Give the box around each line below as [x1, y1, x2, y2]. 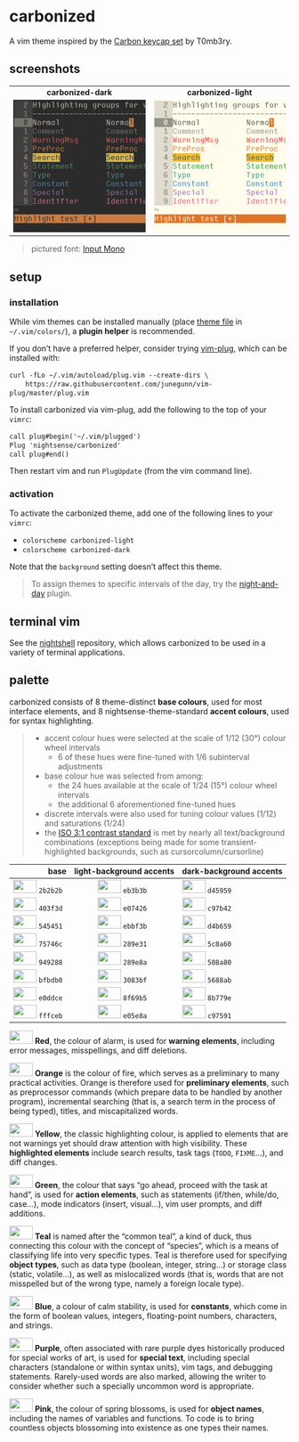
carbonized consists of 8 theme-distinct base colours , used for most [9, 697, 263, 707]
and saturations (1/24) [44, 818, 125, 828]
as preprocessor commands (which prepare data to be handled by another [9, 1087, 283, 1097]
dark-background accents [182, 866, 283, 876]
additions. [9, 1208, 46, 1218]
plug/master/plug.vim [9, 388, 90, 397]
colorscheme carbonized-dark [21, 546, 131, 555]
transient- [221, 836, 258, 847]
